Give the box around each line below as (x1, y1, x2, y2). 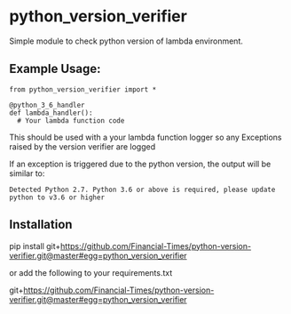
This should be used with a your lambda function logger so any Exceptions (9, 132, 282, 142)
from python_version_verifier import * (9, 85, 157, 94)
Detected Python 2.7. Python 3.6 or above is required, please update (9, 185, 276, 194)
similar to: (9, 167, 45, 179)
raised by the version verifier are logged (9, 141, 156, 152)
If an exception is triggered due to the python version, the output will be (9, 158, 271, 169)
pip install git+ (9, 240, 61, 251)
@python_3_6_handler (9, 101, 86, 109)
